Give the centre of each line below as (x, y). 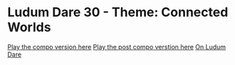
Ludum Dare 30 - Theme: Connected (118, 12)
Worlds (29, 27)
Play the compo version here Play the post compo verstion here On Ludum (117, 47)
